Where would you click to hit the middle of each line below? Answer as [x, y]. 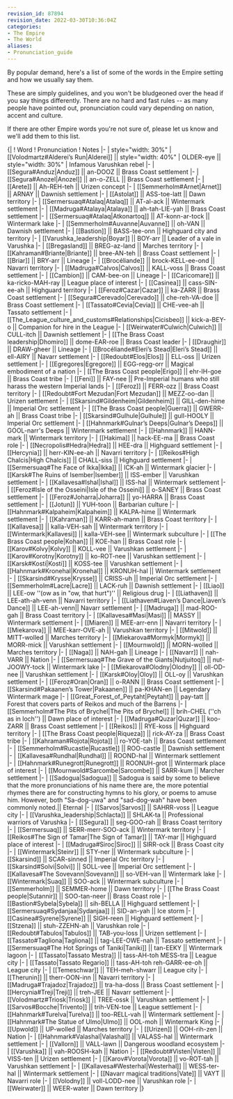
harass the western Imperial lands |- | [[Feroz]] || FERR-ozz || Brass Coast [113, 386]
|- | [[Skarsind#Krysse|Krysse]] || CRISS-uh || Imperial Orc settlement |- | [112, 578]
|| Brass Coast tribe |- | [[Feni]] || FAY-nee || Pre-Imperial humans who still [113, 378]
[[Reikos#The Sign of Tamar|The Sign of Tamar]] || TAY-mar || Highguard [112, 837]
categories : [24, 26]
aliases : [20, 46]
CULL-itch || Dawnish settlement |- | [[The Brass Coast [86, 334]
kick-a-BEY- [209, 319]
